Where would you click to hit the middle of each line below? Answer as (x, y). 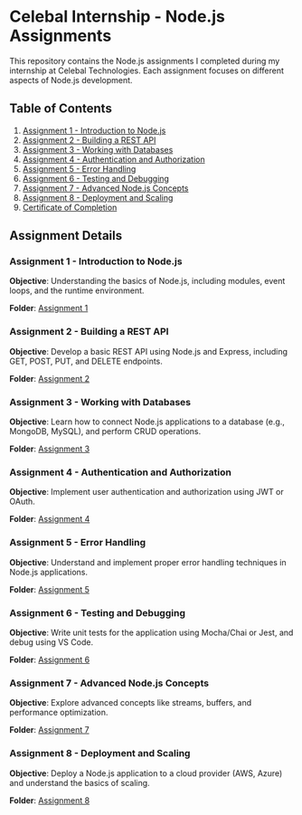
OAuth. (23, 502)
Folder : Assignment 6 (50, 659)
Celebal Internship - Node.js (118, 17)
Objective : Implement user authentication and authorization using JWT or (147, 492)
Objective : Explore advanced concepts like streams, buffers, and (130, 703)
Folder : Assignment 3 (50, 449)
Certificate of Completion (70, 207)
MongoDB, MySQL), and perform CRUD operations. (105, 431)
